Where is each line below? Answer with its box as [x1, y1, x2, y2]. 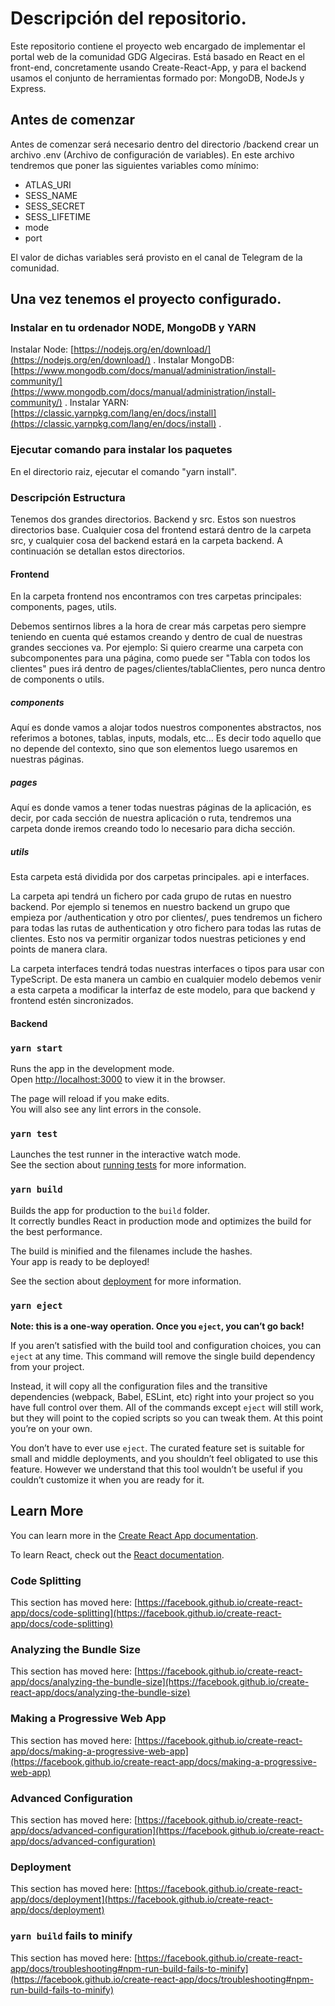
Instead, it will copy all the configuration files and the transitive [10, 1380, 268, 1392]
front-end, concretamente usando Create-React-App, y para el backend [10, 61, 307, 73]
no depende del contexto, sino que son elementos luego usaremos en [10, 743, 298, 755]
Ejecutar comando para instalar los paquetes [10, 443, 233, 457]
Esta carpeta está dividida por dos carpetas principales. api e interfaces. [10, 871, 310, 883]
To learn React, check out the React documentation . [10, 1548, 225, 1561]
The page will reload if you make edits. [10, 1093, 170, 1105]
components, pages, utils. [10, 601, 117, 613]
